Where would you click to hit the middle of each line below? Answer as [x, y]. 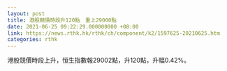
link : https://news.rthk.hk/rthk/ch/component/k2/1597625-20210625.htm [113, 33]
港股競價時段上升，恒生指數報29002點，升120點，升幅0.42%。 [99, 61]
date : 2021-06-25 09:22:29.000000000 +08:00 [73, 26]
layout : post [26, 14]
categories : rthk [32, 40]
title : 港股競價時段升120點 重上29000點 [62, 20]
